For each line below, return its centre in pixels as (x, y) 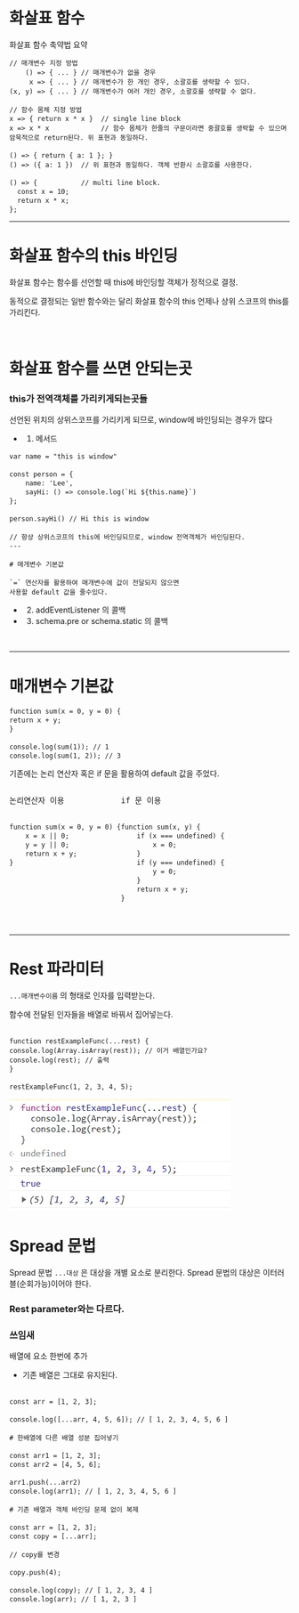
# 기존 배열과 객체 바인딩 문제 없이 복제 (74, 1510)
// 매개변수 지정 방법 (44, 63)
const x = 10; (43, 191)
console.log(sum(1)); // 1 (59, 747)
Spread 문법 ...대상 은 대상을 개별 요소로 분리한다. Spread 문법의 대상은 (135, 1273)
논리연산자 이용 (37, 801)
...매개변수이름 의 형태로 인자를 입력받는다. (82, 996)
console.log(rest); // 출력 (59, 1060)
